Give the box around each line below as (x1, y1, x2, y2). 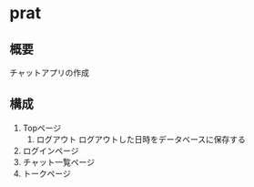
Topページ (22, 122, 62, 133)
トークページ (22, 168, 71, 179)
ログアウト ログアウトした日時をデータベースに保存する (36, 133, 246, 144)
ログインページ (22, 145, 79, 156)
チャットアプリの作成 (9, 68, 89, 78)
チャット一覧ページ (22, 156, 96, 167)
